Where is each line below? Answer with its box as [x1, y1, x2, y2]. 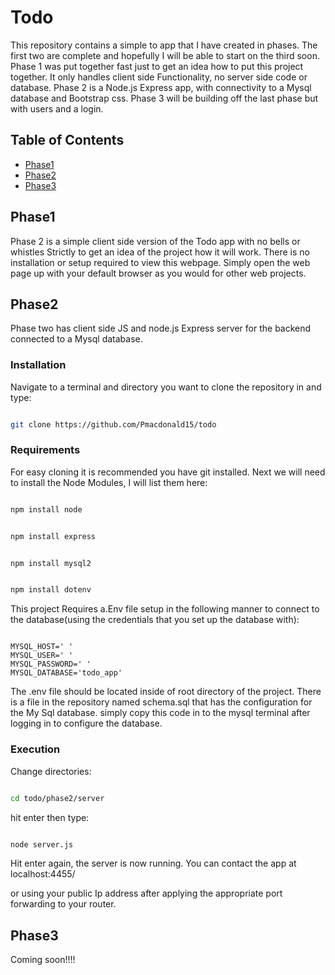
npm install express [10, 531, 97, 541]
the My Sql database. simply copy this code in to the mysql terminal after [10, 707, 311, 719]
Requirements [10, 443, 81, 457]
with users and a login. [10, 102, 104, 115]
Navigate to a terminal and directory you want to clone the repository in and [10, 381, 322, 393]
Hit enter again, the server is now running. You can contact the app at [10, 857, 297, 870]
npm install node [10, 504, 83, 515]
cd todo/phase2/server [10, 793, 105, 803]
